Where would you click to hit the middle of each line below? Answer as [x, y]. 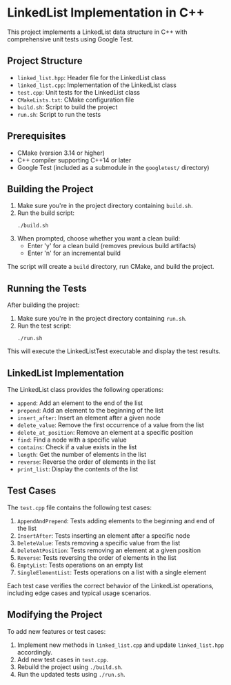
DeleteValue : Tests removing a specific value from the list [99, 543]
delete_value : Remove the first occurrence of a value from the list [111, 425]
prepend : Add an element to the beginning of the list [90, 410]
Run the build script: [46, 213]
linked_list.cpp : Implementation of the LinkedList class [97, 85]
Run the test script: [44, 326]
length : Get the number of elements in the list [82, 454]
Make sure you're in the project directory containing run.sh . [102, 319]
